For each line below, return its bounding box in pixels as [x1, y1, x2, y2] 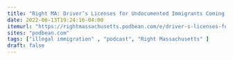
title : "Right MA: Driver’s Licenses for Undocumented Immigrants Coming [7, 10, 225, 17]
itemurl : [7, 23, 33, 30]
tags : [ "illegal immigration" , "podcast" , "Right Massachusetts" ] [7, 36, 209, 43]
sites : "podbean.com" [7, 29, 70, 37]
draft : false [7, 42, 45, 49]
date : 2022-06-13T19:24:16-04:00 [7, 17, 104, 23]
